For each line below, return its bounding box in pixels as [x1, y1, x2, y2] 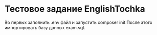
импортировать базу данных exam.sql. [4, 24, 86, 30]
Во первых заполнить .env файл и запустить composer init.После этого [4, 19, 153, 25]
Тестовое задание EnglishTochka [4, 3, 145, 15]
